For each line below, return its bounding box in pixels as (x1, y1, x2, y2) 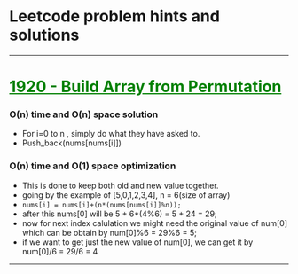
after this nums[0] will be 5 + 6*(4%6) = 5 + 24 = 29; (21, 208, 217, 219)
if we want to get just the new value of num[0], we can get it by (21, 237, 254, 247)
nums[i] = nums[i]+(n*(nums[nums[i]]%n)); (21, 200, 182, 209)
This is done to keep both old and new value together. (21, 180, 219, 191)
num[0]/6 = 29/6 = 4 (21, 246, 98, 256)
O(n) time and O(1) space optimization (9, 160, 176, 172)
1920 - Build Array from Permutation (9, 77, 282, 97)
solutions (9, 25, 80, 45)
